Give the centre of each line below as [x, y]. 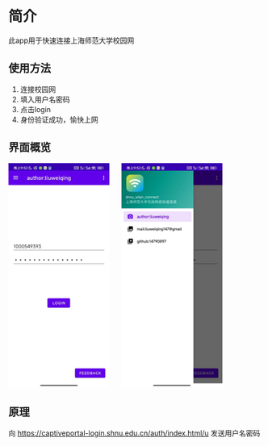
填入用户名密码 [45, 99]
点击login [35, 109]
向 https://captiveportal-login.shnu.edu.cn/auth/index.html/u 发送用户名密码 [134, 433]
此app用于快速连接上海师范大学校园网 [71, 40]
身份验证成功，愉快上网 [59, 119]
